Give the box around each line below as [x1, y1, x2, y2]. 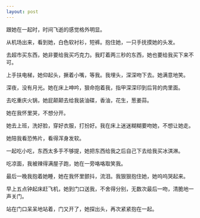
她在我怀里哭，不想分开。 [6, 109, 69, 116]
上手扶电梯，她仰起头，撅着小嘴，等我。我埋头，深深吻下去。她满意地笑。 [6, 71, 189, 78]
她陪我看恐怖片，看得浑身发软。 [6, 135, 85, 142]
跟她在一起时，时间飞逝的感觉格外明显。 [6, 26, 105, 33]
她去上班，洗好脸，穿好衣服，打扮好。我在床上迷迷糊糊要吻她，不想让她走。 [6, 122, 194, 129]
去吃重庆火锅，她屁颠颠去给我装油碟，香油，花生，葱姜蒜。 [6, 96, 152, 104]
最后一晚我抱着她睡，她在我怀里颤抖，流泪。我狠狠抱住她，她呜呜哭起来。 [6, 172, 189, 179]
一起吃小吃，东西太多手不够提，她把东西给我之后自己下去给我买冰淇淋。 [6, 147, 183, 154]
